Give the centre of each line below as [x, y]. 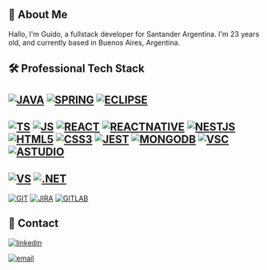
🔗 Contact [34, 223]
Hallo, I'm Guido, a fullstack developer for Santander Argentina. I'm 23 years [134, 34]
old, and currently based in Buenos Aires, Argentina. [94, 42]
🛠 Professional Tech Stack [77, 69]
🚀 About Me [38, 15]
